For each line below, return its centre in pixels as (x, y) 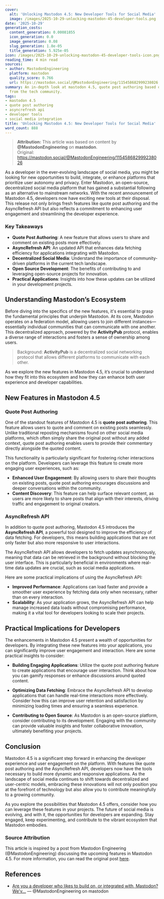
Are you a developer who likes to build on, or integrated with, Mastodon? (85, 886)
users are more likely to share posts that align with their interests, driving (85, 499)
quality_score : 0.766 (31, 78)
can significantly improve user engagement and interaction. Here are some (80, 651)
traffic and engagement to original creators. (56, 504)
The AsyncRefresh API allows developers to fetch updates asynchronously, (81, 552)
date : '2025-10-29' (25, 23)
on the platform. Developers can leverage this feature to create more (74, 463)
